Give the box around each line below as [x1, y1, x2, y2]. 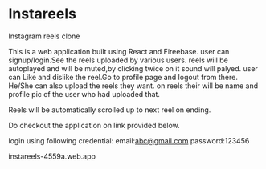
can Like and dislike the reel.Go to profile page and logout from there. [8, 72, 239, 82]
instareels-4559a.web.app [8, 151, 96, 161]
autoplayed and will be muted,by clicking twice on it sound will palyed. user [8, 63, 259, 73]
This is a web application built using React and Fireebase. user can [8, 46, 230, 56]
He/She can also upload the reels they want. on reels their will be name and [8, 81, 259, 91]
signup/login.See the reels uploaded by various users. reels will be [8, 55, 229, 65]
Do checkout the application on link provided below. [8, 120, 180, 130]
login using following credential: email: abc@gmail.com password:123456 [8, 135, 250, 145]
